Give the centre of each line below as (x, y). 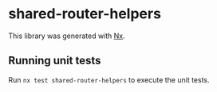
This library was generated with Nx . (67, 36)
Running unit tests (55, 61)
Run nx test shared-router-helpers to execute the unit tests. (109, 79)
